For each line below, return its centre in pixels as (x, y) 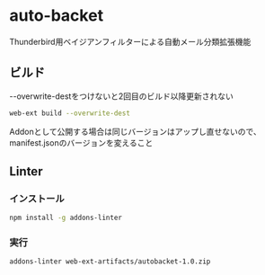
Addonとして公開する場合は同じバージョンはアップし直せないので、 (136, 131)
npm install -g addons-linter (66, 218)
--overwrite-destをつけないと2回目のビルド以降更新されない (121, 96)
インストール (37, 199)
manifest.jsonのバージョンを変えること (81, 142)
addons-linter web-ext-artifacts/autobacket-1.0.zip (110, 262)
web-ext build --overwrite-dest (70, 113)
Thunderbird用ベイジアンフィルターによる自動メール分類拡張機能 (130, 41)
